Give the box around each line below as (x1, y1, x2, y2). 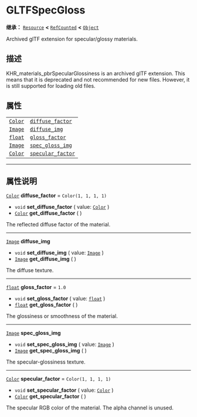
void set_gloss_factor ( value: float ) (14, 295, 106, 302)
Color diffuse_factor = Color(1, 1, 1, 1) (6, 192, 107, 199)
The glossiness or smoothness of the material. (6, 313, 118, 320)
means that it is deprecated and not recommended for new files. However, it (6, 76, 190, 83)
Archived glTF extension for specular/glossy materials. (6, 35, 138, 42)
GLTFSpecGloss (6, 4, 86, 17)
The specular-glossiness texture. (6, 358, 86, 365)
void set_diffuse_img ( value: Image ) (14, 249, 104, 256)
